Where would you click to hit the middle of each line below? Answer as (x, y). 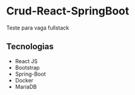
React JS (26, 61)
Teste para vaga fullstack (38, 28)
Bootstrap (27, 67)
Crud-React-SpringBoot (68, 11)
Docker (24, 80)
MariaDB (26, 87)
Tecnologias (30, 47)
